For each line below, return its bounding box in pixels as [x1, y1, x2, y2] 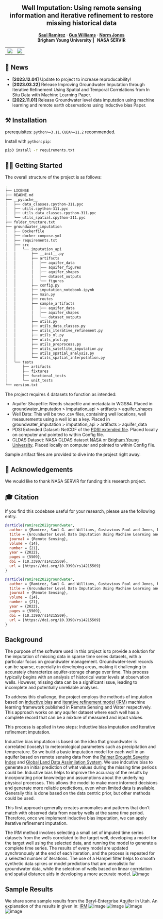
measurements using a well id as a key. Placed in [12, 416, 110, 422]
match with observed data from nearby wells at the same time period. [5, 810, 144, 816]
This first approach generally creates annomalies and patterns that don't [5, 805, 150, 811]
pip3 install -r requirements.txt [5, 148, 75, 153]
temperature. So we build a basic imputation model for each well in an [5, 749, 145, 755]
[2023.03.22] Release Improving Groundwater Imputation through [12, 81, 145, 87]
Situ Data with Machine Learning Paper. [12, 92, 91, 98]
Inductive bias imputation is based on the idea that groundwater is [5, 739, 137, 745]
